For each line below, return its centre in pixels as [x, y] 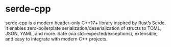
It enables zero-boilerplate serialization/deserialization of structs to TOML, [83, 28]
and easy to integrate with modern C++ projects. [57, 39]
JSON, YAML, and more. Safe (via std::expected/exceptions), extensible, [81, 33]
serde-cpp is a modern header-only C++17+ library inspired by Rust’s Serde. [86, 23]
